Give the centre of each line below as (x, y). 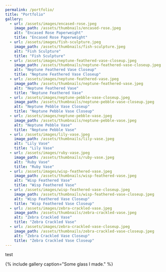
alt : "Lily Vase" (32, 144)
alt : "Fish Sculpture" (38, 51)
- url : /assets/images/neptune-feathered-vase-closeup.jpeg (73, 61)
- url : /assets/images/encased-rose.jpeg (53, 24)
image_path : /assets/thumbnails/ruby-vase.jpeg (64, 157)
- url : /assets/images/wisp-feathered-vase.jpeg (61, 171)
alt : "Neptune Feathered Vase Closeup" (55, 70)
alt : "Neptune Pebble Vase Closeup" (52, 107)
